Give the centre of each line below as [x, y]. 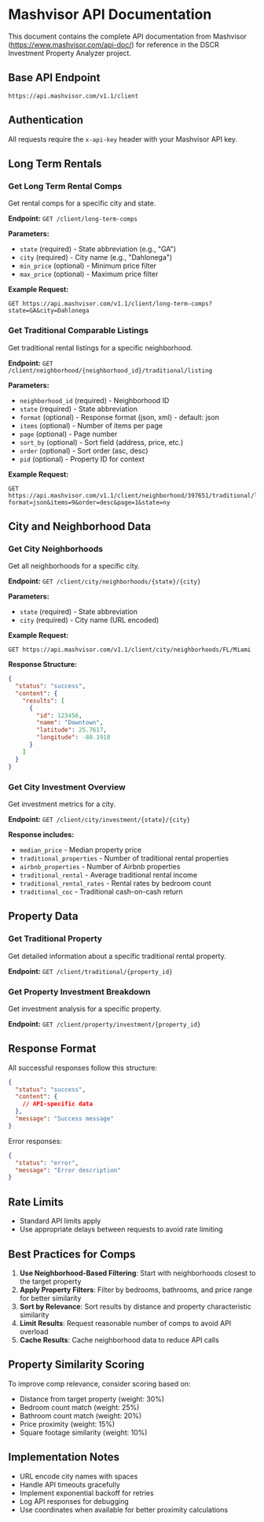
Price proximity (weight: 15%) [67, 1424]
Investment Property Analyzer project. [70, 53]
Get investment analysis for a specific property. [85, 1009]
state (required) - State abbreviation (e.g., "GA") [98, 249]
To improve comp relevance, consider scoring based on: [99, 1383]
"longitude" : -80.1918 [73, 738]
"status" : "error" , [47, 1163]
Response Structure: [42, 665]
